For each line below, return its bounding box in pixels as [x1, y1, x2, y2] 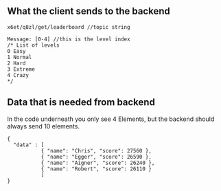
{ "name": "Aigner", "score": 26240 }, [40, 159, 155, 166]
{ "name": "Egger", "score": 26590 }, [40, 153, 152, 160]
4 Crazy [7, 71, 30, 78]
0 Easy [7, 47, 26, 54]
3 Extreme [7, 65, 36, 73]
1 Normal [7, 54, 32, 60]
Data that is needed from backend [7, 96, 156, 109]
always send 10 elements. [7, 122, 80, 130]
